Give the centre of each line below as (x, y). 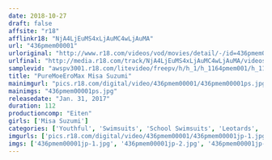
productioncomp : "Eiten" (50, 114)
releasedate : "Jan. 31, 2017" (59, 99)
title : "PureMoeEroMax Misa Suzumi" (70, 76)
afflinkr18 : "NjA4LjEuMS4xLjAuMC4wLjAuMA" (81, 38)
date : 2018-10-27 (38, 16)
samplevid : (27, 69)
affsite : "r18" (34, 31)
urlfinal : (25, 61)
